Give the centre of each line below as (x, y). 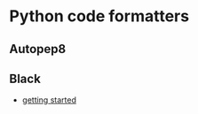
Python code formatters (99, 16)
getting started (49, 100)
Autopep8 (38, 49)
